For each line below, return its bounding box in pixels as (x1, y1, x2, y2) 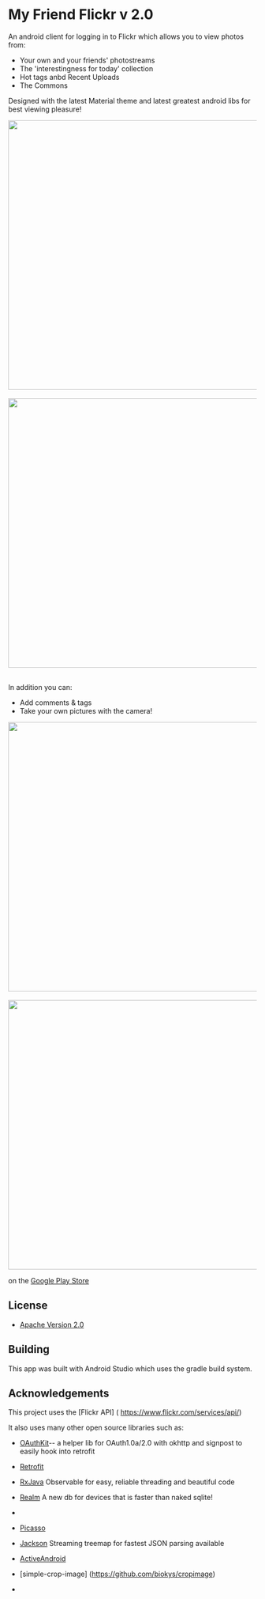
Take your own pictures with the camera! (19, 706, 152, 715)
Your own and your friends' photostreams (19, 55, 155, 65)
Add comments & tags (19, 698, 92, 707)
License (8, 1299, 48, 1313)
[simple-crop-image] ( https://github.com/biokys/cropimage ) (19, 1569, 215, 1579)
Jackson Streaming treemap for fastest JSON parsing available (19, 1539, 225, 1548)
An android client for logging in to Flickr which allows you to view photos (8, 32, 244, 41)
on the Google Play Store (8, 1275, 89, 1285)
